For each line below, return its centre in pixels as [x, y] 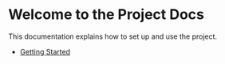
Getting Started [45, 51]
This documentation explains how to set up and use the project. [113, 36]
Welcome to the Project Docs [107, 15]
